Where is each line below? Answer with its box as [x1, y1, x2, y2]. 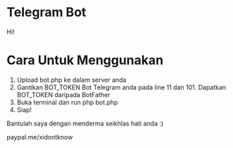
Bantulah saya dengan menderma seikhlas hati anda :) [6, 119, 164, 128]
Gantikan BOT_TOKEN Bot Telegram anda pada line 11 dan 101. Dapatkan [16, 82, 227, 92]
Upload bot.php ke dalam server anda [16, 75, 127, 84]
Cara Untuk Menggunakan [6, 52, 163, 68]
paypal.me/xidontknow [6, 132, 73, 141]
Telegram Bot [6, 4, 87, 20]
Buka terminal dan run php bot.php [16, 98, 118, 106]
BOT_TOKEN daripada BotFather [16, 90, 111, 99]
